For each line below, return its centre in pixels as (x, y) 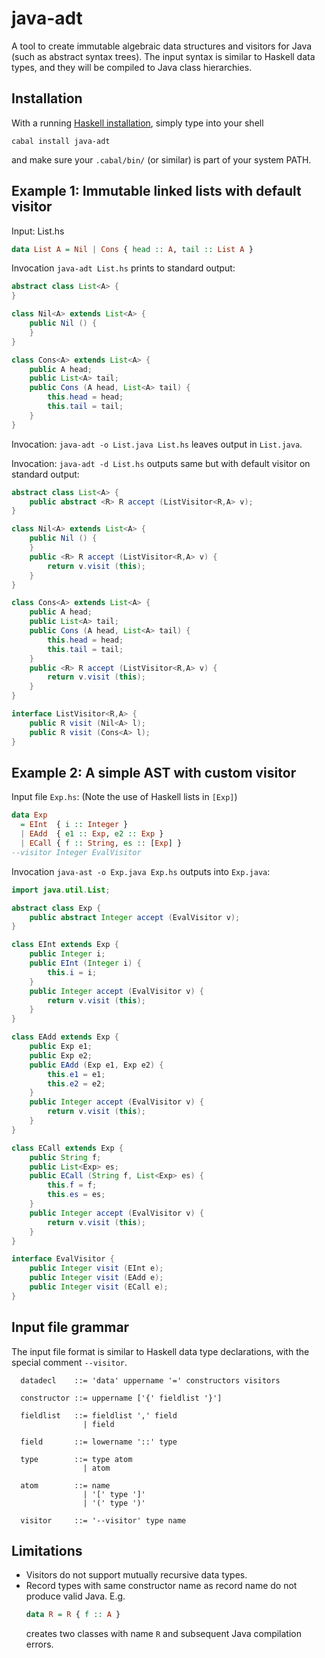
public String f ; (65, 1157)
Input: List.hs (38, 231)
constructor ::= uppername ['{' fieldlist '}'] (121, 1398)
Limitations (47, 1550)
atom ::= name (65, 1485)
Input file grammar (70, 1327)
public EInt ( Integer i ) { (85, 963)
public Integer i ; (67, 954)
